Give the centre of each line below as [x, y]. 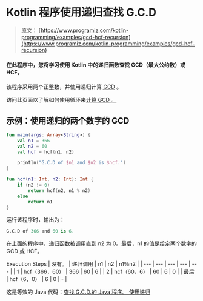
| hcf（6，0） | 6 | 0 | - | [37, 279]
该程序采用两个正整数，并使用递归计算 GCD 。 [64, 87]
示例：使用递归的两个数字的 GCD [68, 121]
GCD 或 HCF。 [25, 251]
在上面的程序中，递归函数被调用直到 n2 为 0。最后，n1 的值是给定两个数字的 [101, 243]
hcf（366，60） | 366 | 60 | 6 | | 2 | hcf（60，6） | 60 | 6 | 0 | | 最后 [109, 272]
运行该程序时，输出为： [35, 220]
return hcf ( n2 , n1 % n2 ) [59, 190]
